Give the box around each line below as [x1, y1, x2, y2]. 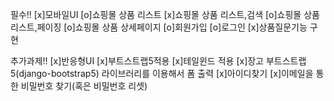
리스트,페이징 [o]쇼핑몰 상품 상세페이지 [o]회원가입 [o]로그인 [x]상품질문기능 [10, 21, 308, 33]
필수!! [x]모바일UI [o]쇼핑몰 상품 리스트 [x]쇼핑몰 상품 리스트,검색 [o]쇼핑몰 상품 [10, 9, 320, 20]
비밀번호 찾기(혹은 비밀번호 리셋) [20, 80, 148, 92]
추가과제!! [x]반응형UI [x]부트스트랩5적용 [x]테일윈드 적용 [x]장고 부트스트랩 [10, 55, 307, 67]
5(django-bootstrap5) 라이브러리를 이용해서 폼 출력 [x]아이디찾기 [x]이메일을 [10, 68, 314, 79]
